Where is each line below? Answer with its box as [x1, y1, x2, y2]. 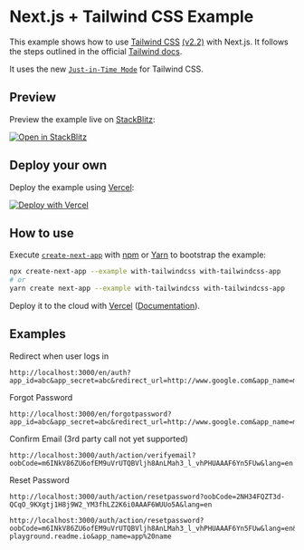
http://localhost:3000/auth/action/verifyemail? [9, 450, 196, 459]
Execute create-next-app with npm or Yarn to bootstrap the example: [9, 249, 267, 260]
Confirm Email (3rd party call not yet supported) [9, 433, 188, 444]
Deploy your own [9, 158, 107, 173]
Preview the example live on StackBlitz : [9, 113, 156, 124]
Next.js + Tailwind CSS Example [9, 6, 254, 27]
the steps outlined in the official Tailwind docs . [9, 45, 183, 56]
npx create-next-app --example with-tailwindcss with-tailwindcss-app [9, 267, 281, 276]
